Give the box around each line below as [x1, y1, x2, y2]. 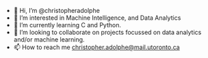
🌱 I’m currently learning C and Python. [13, 21, 122, 29]
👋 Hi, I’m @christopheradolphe [13, 7, 101, 14]
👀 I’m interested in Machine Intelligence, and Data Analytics [13, 14, 181, 22]
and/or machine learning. [13, 35, 85, 44]
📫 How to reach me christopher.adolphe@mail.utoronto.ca [13, 43, 180, 51]
